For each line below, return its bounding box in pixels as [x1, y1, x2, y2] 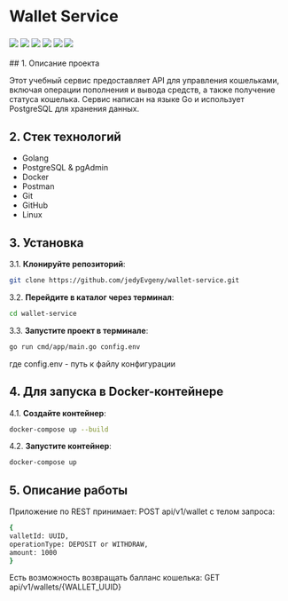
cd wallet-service [9, 309, 77, 318]
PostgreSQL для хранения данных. [9, 104, 140, 115]
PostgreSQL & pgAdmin [21, 162, 109, 173]
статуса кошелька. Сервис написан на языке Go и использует [9, 94, 245, 105]
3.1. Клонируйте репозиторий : [9, 259, 126, 270]
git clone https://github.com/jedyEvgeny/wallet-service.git [9, 276, 240, 285]
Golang [21, 153, 49, 163]
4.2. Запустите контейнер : [9, 441, 113, 452]
